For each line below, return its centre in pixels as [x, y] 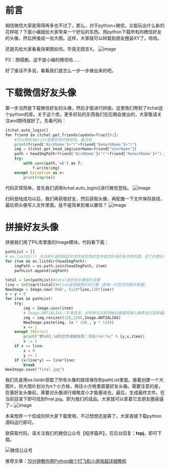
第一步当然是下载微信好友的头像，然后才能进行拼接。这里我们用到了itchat [82, 108]
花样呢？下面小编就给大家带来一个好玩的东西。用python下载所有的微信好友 [83, 31]
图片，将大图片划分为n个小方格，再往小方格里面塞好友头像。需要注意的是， [84, 386]
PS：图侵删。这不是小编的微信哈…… [43, 59]
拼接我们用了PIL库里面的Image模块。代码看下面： [57, 242]
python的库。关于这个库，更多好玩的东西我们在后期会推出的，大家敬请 [83, 114]
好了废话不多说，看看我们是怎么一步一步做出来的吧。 [61, 70]
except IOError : [32, 332]
